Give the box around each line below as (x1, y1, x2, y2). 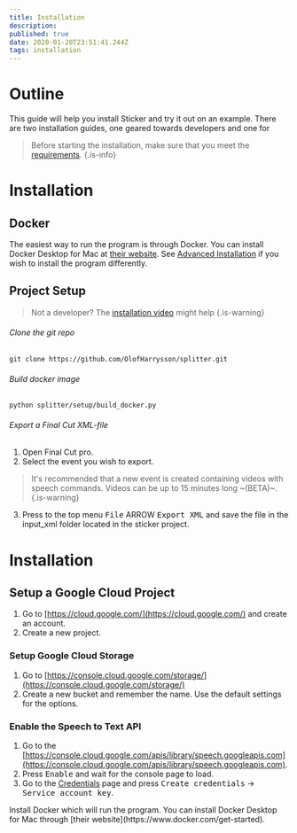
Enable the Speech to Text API (9, 720, 142, 732)
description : (9, 21, 58, 30)
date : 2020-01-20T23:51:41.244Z (9, 37, 129, 47)
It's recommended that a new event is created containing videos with (30, 473, 284, 484)
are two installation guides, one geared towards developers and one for (9, 123, 270, 134)
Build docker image (9, 373, 81, 384)
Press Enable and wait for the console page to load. (21, 768, 215, 780)
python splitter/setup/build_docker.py (9, 401, 157, 410)
